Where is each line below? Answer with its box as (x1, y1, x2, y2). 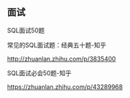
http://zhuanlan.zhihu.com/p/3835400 (7, 55, 116, 63)
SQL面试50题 (7, 26, 45, 35)
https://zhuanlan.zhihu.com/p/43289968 (7, 82, 123, 91)
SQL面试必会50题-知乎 (7, 68, 72, 77)
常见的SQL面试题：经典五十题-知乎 (7, 41, 107, 49)
